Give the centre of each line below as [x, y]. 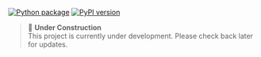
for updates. [48, 44]
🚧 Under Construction [64, 27]
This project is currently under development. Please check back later [140, 36]
